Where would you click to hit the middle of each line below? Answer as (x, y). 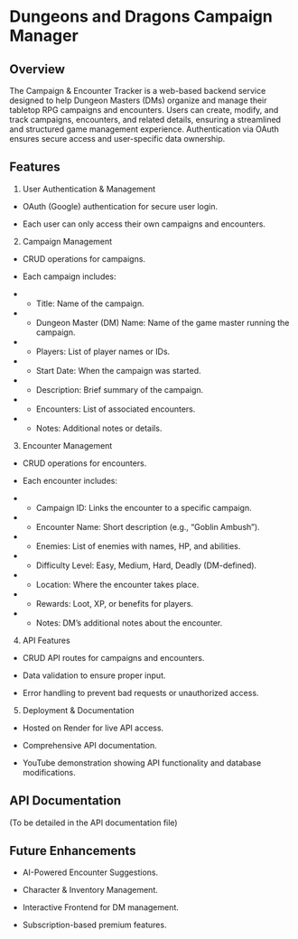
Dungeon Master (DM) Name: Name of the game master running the (163, 322)
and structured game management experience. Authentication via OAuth (144, 129)
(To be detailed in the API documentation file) (93, 823)
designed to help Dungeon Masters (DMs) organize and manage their (138, 100)
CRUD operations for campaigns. (84, 258)
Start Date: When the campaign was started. (118, 370)
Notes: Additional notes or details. (99, 428)
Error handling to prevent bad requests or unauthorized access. (140, 693)
